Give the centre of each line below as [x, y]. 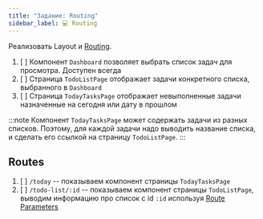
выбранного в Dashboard [61, 87]
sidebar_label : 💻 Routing [53, 23]
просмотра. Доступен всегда [71, 70]
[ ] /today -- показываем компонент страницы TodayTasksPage [125, 181]
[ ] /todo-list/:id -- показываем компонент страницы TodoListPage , [137, 190]
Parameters [39, 207]
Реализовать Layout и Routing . [60, 46]
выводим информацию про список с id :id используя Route [122, 198]
